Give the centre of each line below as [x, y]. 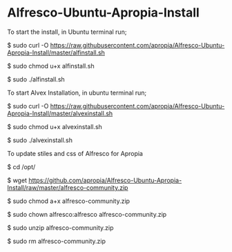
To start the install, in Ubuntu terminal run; [67, 32]
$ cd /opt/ [21, 166]
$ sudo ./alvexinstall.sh [40, 140]
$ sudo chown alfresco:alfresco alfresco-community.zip [87, 214]
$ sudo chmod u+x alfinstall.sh [51, 66]
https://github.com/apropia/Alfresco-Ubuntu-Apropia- [105, 180]
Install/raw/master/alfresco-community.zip [68, 187]
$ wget [17, 180]
